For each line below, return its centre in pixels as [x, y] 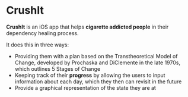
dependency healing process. [42, 33]
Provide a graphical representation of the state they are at [85, 87]
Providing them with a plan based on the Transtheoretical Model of [96, 56]
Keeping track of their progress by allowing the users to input [90, 75]
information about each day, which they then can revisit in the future [98, 82]
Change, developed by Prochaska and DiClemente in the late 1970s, [98, 62]
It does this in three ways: [38, 45]
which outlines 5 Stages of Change [58, 68]
